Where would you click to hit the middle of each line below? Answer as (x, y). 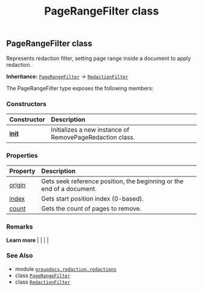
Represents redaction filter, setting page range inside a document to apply (99, 58)
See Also (20, 256)
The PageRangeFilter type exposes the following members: (80, 88)
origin (18, 185)
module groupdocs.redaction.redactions (66, 269)
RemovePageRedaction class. (93, 137)
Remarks (20, 227)
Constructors (26, 104)
